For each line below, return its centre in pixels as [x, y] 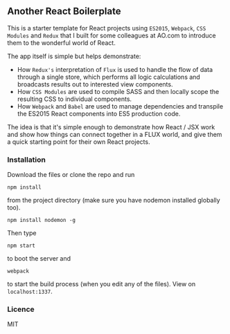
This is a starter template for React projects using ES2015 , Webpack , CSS [107, 28]
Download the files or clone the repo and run [71, 175]
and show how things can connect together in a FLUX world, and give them [115, 134]
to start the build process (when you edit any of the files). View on [101, 284]
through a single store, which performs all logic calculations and [109, 77]
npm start [21, 246]
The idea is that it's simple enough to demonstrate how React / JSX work [111, 127]
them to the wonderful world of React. [61, 43]
